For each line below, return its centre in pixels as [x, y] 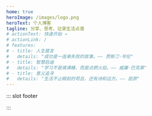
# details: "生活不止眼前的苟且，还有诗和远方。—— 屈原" [73, 79]
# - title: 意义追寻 [30, 73]
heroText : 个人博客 [29, 23]
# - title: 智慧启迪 [30, 62]
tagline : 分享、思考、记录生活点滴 [45, 29]
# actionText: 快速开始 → [37, 34]
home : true [20, 12]
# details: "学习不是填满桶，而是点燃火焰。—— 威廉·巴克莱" [77, 68]
